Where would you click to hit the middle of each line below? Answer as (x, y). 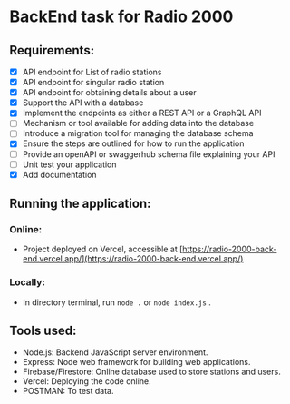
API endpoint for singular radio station (93, 83)
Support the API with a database (83, 103)
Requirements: (52, 50)
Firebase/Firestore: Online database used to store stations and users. (151, 372)
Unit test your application (69, 164)
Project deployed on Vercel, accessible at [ (102, 249)
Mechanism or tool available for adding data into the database (138, 123)
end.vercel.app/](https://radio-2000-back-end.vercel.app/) (133, 259)
